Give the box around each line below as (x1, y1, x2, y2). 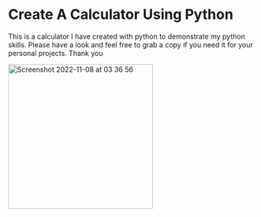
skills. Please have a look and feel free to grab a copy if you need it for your (8, 39, 254, 49)
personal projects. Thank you (8, 48, 103, 58)
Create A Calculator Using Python (8, 6, 234, 24)
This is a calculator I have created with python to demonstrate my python (8, 32, 246, 41)
